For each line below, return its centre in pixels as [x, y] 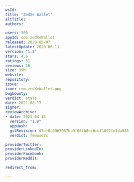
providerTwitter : [23, 144]
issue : [12, 84]
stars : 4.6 [17, 56]
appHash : [19, 126]
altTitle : [16, 19]
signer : [13, 108]
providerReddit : [22, 158]
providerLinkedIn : [24, 149]
